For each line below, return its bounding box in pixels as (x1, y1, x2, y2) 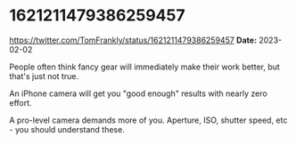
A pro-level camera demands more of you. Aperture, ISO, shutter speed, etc (9, 115, 288, 125)
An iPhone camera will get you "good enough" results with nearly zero (9, 88, 267, 99)
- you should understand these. (9, 124, 125, 134)
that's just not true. (9, 70, 78, 81)
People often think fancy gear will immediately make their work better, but (9, 61, 281, 72)
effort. (9, 97, 33, 108)
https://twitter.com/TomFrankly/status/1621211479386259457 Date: (9, 35, 257, 45)
